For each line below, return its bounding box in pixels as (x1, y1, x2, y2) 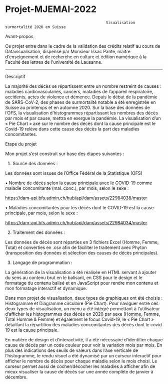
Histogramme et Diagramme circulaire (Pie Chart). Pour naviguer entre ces (5, 300, 159, 306)
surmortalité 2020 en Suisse (5, 24, 66, 30)
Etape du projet (5, 141, 37, 147)
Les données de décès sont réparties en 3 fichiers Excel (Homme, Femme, (5, 239, 159, 245)
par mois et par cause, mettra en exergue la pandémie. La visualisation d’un (5, 115, 161, 121)
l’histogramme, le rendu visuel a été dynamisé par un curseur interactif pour (5, 352, 161, 358)
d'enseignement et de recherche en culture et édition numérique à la (5, 54, 146, 60)
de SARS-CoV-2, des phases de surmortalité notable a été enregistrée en (5, 99, 156, 105)
